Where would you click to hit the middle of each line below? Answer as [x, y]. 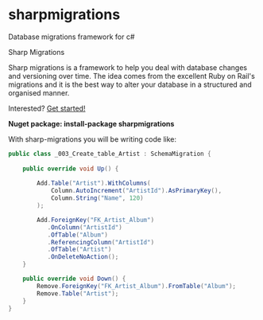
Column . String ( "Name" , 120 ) [97, 198]
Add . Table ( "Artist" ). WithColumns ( [94, 183]
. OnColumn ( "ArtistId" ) [85, 227]
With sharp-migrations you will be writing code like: [93, 139]
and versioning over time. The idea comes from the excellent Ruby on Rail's [132, 76]
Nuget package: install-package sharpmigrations [91, 123]
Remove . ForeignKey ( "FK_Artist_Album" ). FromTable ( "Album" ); [137, 286]
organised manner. [39, 92]
